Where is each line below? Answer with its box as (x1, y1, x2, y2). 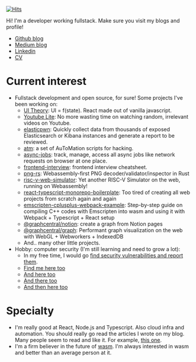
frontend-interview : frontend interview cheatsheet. (23, 163, 147, 170)
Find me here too (23, 264, 66, 271)
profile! (6, 24, 24, 30)
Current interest (6, 75, 87, 88)
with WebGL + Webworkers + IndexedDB (23, 233, 124, 240)
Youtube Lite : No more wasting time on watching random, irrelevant (23, 113, 188, 120)
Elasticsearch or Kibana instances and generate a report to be (23, 132, 175, 139)
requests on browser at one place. (23, 157, 108, 164)
